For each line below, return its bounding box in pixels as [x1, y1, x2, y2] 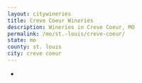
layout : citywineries [7, 10, 72, 18]
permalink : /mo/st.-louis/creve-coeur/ [7, 30, 126, 38]
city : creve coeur [7, 50, 62, 57]
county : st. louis [7, 43, 62, 50]
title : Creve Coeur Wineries [7, 17, 94, 24]
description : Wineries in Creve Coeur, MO [7, 23, 135, 31]
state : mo [7, 37, 37, 44]
